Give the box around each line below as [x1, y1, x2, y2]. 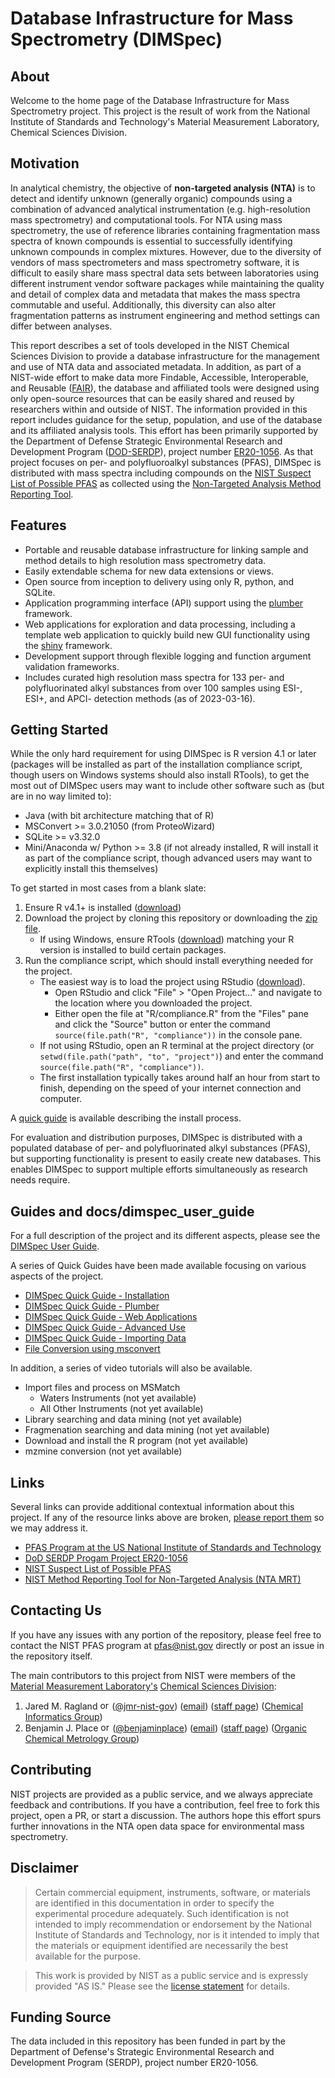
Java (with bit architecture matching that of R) [24, 810, 215, 822]
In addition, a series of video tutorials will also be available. [10, 1362, 253, 1374]
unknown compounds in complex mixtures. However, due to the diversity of [10, 245, 322, 257]
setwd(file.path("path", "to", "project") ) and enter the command [39, 1050, 324, 1062]
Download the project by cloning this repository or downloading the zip [24, 912, 318, 924]
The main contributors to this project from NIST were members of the [10, 1669, 296, 1681]
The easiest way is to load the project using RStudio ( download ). [39, 976, 306, 988]
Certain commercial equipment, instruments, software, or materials [34, 1886, 311, 1898]
